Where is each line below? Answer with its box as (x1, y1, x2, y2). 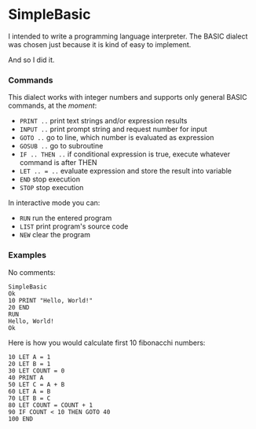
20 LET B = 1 (8, 360, 51, 368)
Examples (8, 250, 47, 261)
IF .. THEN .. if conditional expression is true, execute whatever (19, 149, 230, 159)
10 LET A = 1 (8, 353, 51, 361)
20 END (8, 303, 30, 311)
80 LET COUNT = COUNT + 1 (8, 401, 93, 409)
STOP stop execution (19, 183, 84, 192)
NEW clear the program (19, 230, 90, 240)
